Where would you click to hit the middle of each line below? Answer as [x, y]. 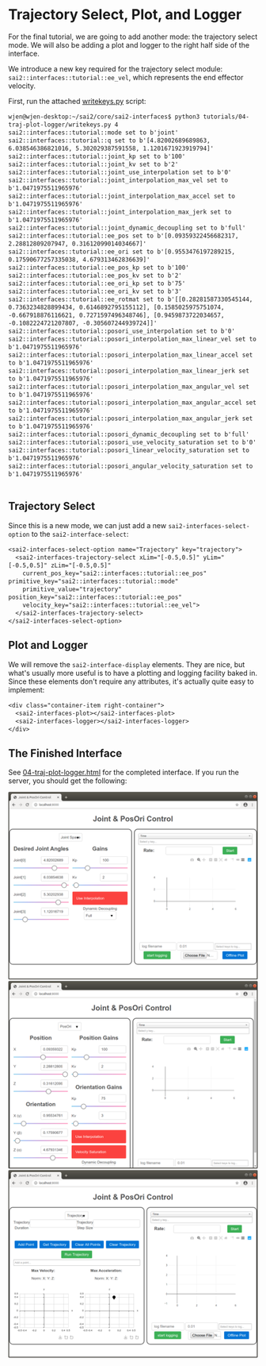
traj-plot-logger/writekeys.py [60, 125]
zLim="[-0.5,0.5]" [81, 565]
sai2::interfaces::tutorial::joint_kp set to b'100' [97, 156]
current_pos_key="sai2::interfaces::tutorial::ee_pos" [115, 573]
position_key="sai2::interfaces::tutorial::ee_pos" [95, 597]
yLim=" [214, 558]
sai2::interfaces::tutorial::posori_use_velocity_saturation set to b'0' [133, 442]
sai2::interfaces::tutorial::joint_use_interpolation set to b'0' [120, 172]
